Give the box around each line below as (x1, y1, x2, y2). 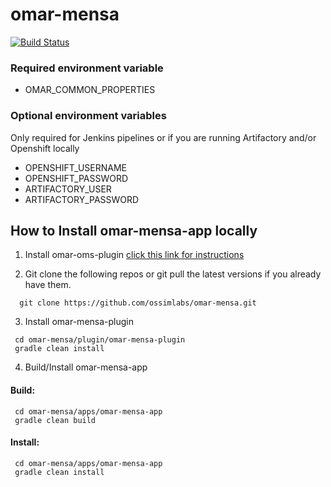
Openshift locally (10, 142, 80, 154)
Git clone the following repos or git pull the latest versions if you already (24, 268, 322, 280)
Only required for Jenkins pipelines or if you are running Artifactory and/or (10, 131, 317, 143)
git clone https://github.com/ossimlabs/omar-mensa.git (19, 298, 257, 308)
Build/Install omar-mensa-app (24, 361, 148, 373)
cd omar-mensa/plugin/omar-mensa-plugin (14, 335, 186, 345)
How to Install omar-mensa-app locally (10, 222, 258, 239)
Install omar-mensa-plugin (24, 316, 134, 328)
